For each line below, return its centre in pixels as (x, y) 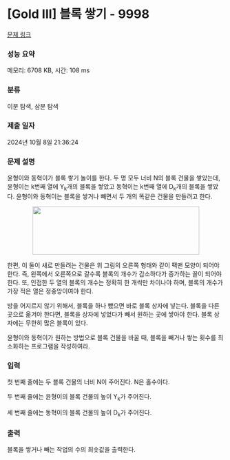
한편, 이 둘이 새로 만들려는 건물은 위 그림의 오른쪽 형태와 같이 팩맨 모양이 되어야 (114, 265)
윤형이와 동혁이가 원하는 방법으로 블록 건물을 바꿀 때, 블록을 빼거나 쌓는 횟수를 (112, 337)
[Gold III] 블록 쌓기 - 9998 (79, 14)
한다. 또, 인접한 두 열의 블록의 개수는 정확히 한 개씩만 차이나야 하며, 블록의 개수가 (115, 282)
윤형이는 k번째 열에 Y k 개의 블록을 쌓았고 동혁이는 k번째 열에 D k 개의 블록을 (106, 187)
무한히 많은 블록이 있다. (56, 323)
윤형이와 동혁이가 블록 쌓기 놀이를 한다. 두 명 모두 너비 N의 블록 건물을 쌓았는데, (114, 178)
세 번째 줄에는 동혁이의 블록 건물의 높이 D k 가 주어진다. (80, 413)
